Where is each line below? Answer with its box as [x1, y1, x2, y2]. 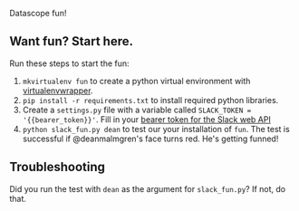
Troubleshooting [9, 159, 106, 175]
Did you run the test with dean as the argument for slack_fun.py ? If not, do [9, 183, 286, 194]
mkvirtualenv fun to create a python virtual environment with [22, 75, 251, 86]
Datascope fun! [9, 8, 67, 18]
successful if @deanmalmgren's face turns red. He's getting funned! [22, 133, 279, 144]
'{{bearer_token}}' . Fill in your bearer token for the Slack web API [22, 113, 272, 125]
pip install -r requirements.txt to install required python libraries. [22, 94, 279, 105]
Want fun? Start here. [9, 34, 134, 49]
